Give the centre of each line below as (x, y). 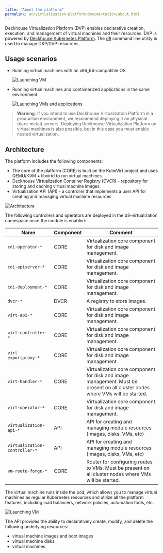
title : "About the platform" (34, 10)
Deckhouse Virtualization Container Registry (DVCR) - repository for (80, 181)
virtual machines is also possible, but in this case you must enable (83, 129)
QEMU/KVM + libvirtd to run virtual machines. (57, 176)
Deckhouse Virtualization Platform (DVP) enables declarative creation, (75, 28)
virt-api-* (20, 315)
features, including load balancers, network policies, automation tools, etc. (80, 503)
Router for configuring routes (120, 462)
